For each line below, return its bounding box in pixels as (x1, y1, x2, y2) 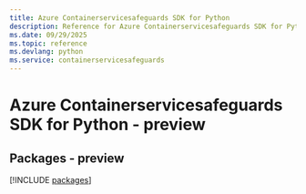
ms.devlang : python (9, 47, 84, 56)
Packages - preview (9, 150, 125, 166)
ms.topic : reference (9, 38, 88, 48)
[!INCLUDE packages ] (9, 175, 92, 185)
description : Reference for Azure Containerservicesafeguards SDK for (9, 22, 283, 31)
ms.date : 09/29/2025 (9, 30, 88, 39)
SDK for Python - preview (9, 115, 207, 135)
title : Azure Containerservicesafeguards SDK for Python (9, 13, 230, 23)
